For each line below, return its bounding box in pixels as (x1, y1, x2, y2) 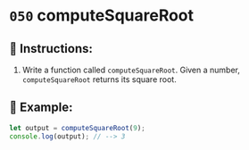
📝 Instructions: (9, 41, 94, 56)
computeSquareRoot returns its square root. (21, 74, 177, 85)
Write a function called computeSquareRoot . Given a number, (21, 64, 241, 75)
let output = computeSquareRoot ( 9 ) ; (9, 123, 145, 132)
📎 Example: (9, 100, 73, 115)
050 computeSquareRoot (9, 5, 195, 26)
